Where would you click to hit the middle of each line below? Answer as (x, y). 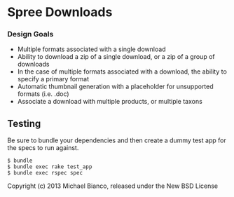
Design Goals (30, 34)
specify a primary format (53, 79)
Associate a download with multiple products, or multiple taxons (110, 102)
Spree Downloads (60, 12)
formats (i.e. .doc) (43, 94)
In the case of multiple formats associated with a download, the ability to (122, 72)
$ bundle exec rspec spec (45, 173)
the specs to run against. (43, 148)
